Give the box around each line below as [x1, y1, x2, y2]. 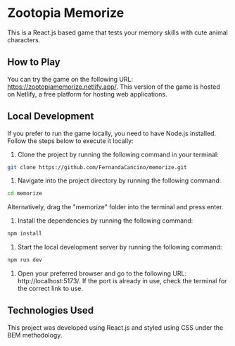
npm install [7, 230, 42, 237]
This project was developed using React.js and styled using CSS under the [7, 323, 224, 332]
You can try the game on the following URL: [7, 75, 134, 83]
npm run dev [7, 257, 42, 264]
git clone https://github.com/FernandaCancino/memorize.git [7, 163, 188, 171]
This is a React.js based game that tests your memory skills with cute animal [7, 28, 229, 37]
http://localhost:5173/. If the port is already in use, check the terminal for [17, 277, 227, 285]
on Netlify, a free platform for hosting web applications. [7, 89, 167, 98]
